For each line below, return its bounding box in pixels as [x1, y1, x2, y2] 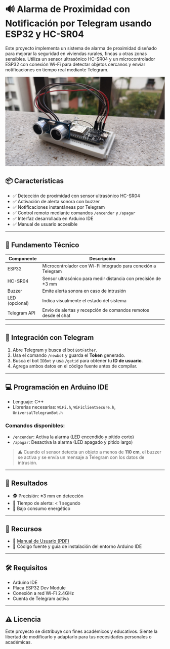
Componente [8, 256, 37, 262]
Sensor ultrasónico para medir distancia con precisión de [42, 275, 161, 282]
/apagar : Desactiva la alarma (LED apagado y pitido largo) [12, 439, 133, 445]
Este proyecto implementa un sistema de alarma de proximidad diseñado [5, 45, 157, 51]
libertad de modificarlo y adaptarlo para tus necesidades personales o [5, 633, 152, 639]
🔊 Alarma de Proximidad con [5, 4, 131, 15]
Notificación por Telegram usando [5, 18, 152, 29]
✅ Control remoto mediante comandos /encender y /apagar [12, 210, 136, 216]
